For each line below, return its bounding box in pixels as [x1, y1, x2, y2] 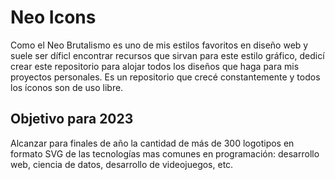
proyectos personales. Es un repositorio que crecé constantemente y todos [10, 71, 321, 83]
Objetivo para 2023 [10, 111, 134, 128]
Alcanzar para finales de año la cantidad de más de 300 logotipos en [10, 137, 295, 149]
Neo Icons [10, 6, 97, 29]
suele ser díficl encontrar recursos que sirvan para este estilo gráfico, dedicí [10, 49, 325, 61]
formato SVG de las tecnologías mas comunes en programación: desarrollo [10, 147, 320, 160]
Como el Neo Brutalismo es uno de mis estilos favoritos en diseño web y [10, 39, 309, 51]
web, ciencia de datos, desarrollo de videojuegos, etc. [10, 158, 234, 170]
